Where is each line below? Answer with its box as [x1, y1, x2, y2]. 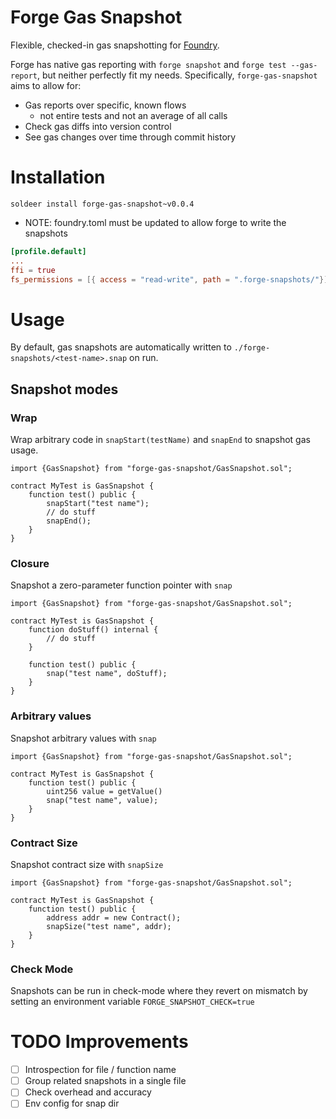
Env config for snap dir [24, 1097, 120, 1110]
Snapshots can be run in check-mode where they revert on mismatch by [10, 985, 308, 997]
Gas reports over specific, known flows [24, 99, 187, 111]
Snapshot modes [10, 381, 119, 398]
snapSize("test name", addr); [46, 921, 172, 931]
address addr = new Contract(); [46, 912, 182, 923]
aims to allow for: [10, 79, 82, 91]
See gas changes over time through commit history [24, 131, 237, 143]
